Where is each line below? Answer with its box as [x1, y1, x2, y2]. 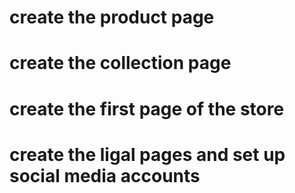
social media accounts [9, 164, 201, 187]
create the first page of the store [9, 97, 285, 120]
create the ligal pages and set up [9, 143, 286, 166]
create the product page [9, 6, 215, 29]
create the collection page [9, 52, 232, 75]
